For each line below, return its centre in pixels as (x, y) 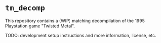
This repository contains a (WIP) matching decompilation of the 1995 (75, 21)
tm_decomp (25, 8)
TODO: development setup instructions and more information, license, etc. (81, 35)
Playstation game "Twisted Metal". (40, 26)
